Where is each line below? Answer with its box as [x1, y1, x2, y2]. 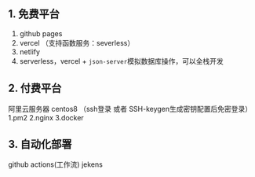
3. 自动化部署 [8, 138, 72, 151]
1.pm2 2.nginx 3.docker [8, 112, 84, 122]
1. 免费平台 [8, 7, 60, 21]
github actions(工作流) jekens [8, 160, 104, 169]
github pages [19, 28, 63, 38]
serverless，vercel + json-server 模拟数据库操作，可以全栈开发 [19, 56, 224, 65]
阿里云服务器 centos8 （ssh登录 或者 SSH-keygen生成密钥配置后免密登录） [8, 104, 253, 113]
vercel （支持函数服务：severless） [19, 38, 135, 47]
